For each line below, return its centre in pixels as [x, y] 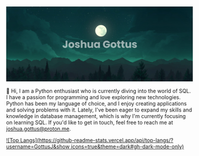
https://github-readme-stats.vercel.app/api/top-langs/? [106, 141]
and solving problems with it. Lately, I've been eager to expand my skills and [99, 110]
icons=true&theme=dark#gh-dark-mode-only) [127, 147]
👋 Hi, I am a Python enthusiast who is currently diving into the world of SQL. [99, 91]
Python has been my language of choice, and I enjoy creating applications [97, 104]
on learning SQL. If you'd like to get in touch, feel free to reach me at [90, 123]
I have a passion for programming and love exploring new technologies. [94, 97]
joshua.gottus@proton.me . [38, 129]
